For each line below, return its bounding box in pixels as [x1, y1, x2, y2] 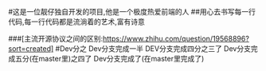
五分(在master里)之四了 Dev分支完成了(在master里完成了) [14, 54, 205, 63]
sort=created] [8, 44, 54, 53]
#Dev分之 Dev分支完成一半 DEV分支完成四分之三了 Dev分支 [55, 44, 251, 53]
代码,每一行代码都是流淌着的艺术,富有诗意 [8, 17, 146, 26]
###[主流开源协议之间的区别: [8, 34, 104, 43]
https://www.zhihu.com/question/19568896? [102, 34, 249, 43]
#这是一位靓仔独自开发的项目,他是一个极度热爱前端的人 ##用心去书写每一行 [8, 7, 256, 16]
